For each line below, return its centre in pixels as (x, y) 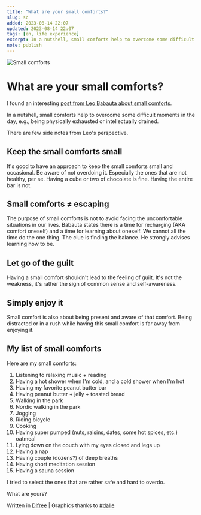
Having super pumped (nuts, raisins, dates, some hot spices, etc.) (97, 432)
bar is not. (19, 185)
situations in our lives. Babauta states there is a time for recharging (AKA (96, 225)
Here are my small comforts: (42, 363)
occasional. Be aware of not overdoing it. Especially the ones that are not (97, 172)
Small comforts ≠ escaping (58, 204)
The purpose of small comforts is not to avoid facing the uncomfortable (95, 218)
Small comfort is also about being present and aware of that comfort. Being (100, 317)
